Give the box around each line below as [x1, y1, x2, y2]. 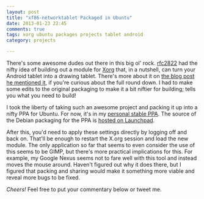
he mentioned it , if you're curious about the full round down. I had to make [6, 79, 193, 86]
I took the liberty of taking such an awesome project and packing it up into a [6, 104, 198, 110]
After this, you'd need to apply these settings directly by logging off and [6, 129, 188, 136]
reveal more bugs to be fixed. [6, 174, 81, 181]
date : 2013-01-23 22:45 [6, 20, 67, 26]
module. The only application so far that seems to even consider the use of [6, 142, 195, 148]
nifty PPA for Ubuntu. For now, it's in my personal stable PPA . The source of [6, 110, 197, 117]
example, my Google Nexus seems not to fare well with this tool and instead [6, 154, 197, 162]
